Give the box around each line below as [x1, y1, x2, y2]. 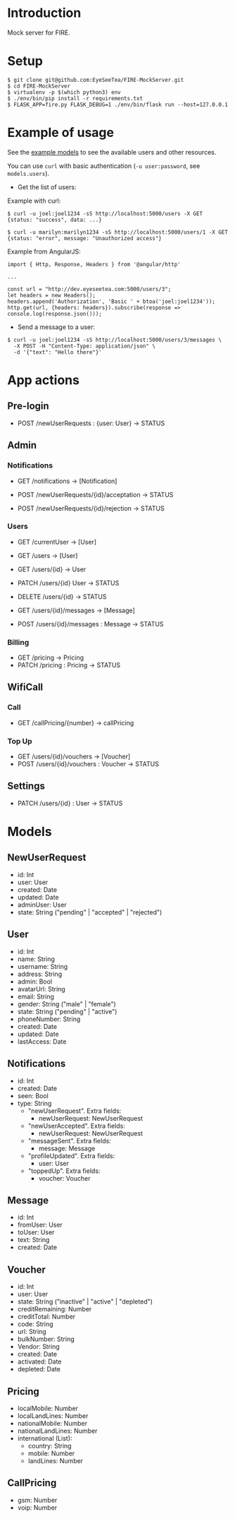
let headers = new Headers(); [7, 292, 96, 299]
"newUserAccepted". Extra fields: [27, 1121, 125, 1130]
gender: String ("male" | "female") [17, 999, 116, 1008]
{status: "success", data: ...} [7, 216, 102, 223]
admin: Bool [17, 977, 53, 986]
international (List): [17, 1434, 72, 1442]
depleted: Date [17, 1365, 61, 1374]
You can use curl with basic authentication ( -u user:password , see [7, 161, 201, 170]
